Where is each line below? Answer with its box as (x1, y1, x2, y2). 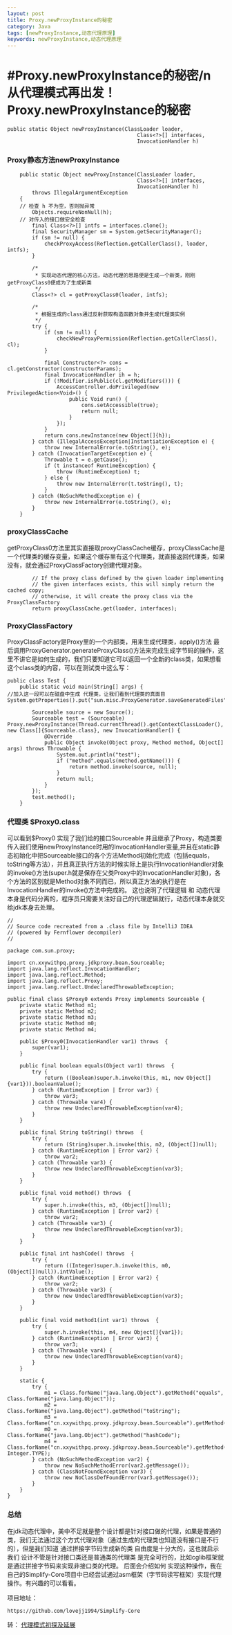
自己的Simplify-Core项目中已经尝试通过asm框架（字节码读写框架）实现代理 (7, 1570, 222, 1578)
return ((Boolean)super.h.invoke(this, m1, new (43, 1074, 184, 1082)
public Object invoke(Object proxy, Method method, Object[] (43, 739, 224, 746)
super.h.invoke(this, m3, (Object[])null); (43, 1202, 171, 1209)
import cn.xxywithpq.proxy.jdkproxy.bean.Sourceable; (7, 959, 166, 966)
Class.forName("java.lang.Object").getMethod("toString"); (7, 1408, 181, 1415)
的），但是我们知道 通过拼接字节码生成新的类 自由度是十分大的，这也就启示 (7, 1544, 220, 1553)
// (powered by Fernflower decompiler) (7, 929, 122, 937)
